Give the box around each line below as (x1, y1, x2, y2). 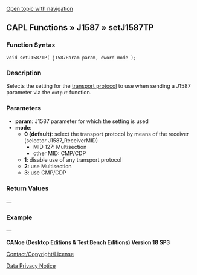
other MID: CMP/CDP (33, 150, 86, 157)
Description (6, 68, 42, 77)
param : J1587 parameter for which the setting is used (15, 118, 149, 125)
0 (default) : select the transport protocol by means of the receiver (24, 130, 189, 138)
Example (6, 213, 33, 222)
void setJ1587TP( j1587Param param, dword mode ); (6, 55, 137, 61)
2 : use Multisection (24, 163, 72, 170)
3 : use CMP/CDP (24, 169, 66, 176)
